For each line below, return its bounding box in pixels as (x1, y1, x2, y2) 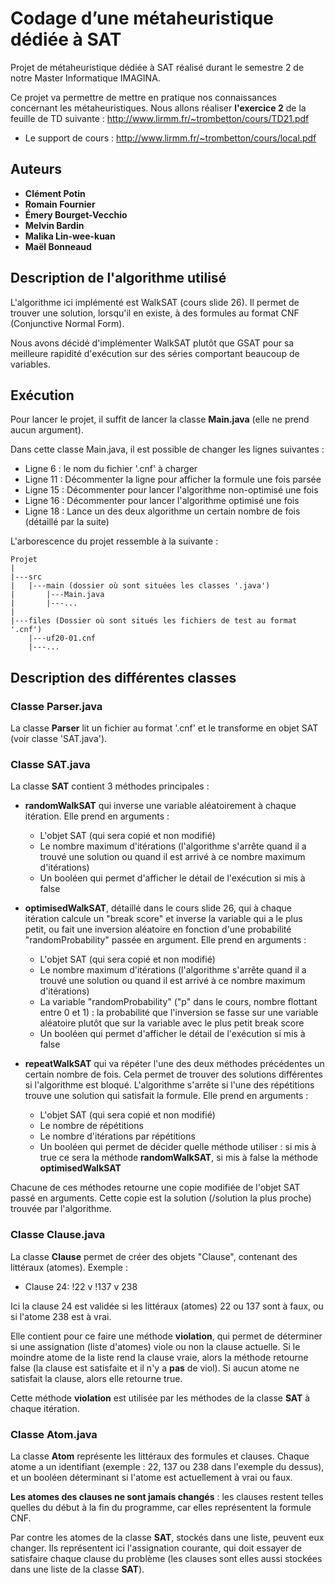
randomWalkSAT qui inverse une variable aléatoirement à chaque (24, 800, 297, 812)
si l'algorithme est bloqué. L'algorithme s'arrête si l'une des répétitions (24, 1079, 315, 1091)
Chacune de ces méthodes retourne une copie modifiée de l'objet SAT (10, 1182, 301, 1194)
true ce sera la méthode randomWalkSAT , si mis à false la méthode (39, 1152, 318, 1164)
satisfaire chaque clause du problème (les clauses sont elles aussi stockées (10, 1552, 323, 1564)
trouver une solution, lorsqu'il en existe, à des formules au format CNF (10, 307, 300, 319)
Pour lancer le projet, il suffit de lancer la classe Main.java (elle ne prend (10, 413, 310, 426)
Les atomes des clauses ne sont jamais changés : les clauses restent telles (10, 1490, 324, 1502)
